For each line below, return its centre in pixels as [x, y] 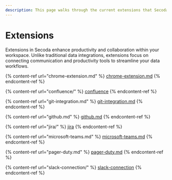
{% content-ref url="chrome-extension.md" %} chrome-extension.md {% [83, 76]
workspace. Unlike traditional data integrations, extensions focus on [77, 55]
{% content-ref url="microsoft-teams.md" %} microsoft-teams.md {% [79, 136]
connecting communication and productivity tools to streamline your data [83, 61]
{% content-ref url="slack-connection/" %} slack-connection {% [73, 167]
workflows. [17, 66]
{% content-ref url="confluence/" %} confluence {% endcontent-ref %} [81, 91]
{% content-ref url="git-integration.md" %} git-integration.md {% [74, 101]
